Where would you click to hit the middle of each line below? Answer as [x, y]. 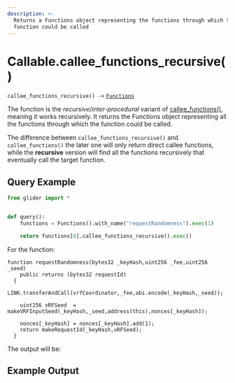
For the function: [31, 249]
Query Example [42, 182]
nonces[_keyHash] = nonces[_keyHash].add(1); [87, 323]
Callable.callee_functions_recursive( [116, 61]
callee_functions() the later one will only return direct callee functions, [111, 145]
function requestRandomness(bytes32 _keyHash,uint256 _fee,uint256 [108, 262]
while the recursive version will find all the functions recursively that [106, 153]
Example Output [43, 371]
